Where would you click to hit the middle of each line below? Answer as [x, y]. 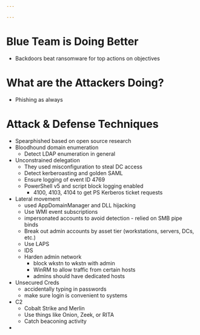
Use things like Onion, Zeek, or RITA [69, 314]
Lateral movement [38, 199]
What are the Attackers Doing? [85, 83]
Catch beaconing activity [55, 321]
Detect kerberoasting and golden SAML [73, 173]
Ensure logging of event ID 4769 [65, 179]
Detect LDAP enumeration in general [70, 154]
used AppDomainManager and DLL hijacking [80, 205]
